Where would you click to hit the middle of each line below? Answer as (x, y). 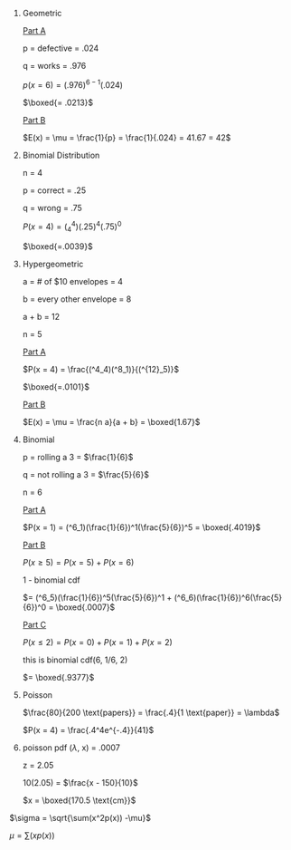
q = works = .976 (54, 66)
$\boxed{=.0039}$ (57, 246)
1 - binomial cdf (52, 580)
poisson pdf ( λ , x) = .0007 (71, 748)
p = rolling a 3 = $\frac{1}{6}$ (78, 458)
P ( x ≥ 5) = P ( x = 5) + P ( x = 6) (78, 563)
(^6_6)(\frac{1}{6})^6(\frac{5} (228, 598)
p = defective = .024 (61, 48)
